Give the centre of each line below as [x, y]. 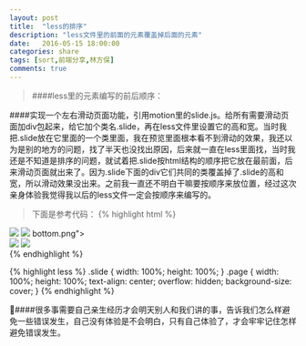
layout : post [34, 18]
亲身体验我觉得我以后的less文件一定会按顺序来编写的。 [113, 194]
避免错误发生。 [37, 332]
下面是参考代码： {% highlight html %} [104, 214]
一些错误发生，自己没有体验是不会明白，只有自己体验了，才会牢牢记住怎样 [157, 321]
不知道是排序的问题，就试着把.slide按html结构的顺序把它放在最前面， [155, 160]
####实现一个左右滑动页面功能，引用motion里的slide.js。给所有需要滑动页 [149, 115]
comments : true [38, 69]
